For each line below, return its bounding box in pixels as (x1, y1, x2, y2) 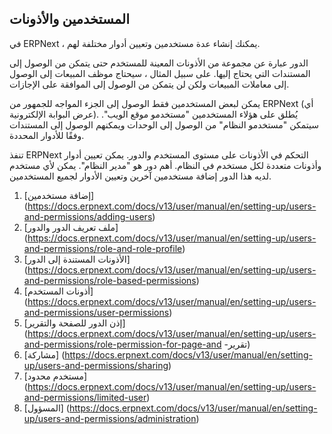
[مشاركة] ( (23, 348, 66, 361)
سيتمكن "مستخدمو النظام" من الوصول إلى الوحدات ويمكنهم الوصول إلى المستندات (9, 118, 319, 131)
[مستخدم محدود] (23, 370, 88, 382)
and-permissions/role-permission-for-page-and (23, 338, 222, 350)
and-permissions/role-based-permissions (23, 274, 197, 286)
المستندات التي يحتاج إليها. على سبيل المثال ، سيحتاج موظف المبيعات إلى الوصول (9, 67, 311, 79)
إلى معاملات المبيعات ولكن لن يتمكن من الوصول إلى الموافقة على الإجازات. (9, 78, 290, 90)
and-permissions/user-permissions (23, 306, 170, 318)
